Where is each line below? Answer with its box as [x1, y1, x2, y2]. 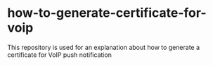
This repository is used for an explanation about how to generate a [7, 43, 200, 51]
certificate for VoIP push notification [7, 51, 112, 59]
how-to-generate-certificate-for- [7, 5, 207, 21]
